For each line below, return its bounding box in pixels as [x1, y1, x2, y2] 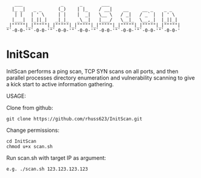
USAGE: [6, 92, 26, 100]
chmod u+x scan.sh [6, 143, 53, 149]
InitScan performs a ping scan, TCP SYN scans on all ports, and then [6, 67, 179, 75]
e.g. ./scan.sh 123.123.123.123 [6, 166, 88, 172]
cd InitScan [6, 138, 36, 144]
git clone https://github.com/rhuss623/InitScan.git [6, 115, 143, 122]
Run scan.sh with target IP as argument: [6, 154, 106, 162]
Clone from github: [6, 104, 53, 111]
